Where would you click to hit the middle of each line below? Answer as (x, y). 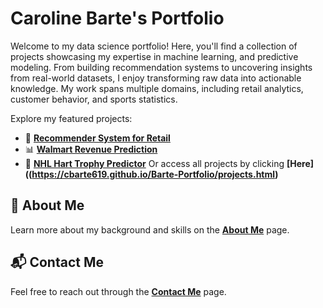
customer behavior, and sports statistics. (94, 99)
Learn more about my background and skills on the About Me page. (150, 229)
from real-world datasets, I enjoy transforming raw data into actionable (156, 78)
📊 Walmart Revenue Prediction (91, 149)
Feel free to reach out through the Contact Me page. (118, 291)
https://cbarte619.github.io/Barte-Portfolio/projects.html (153, 174)
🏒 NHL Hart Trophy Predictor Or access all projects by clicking (154, 163)
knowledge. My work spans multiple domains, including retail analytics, (157, 88)
